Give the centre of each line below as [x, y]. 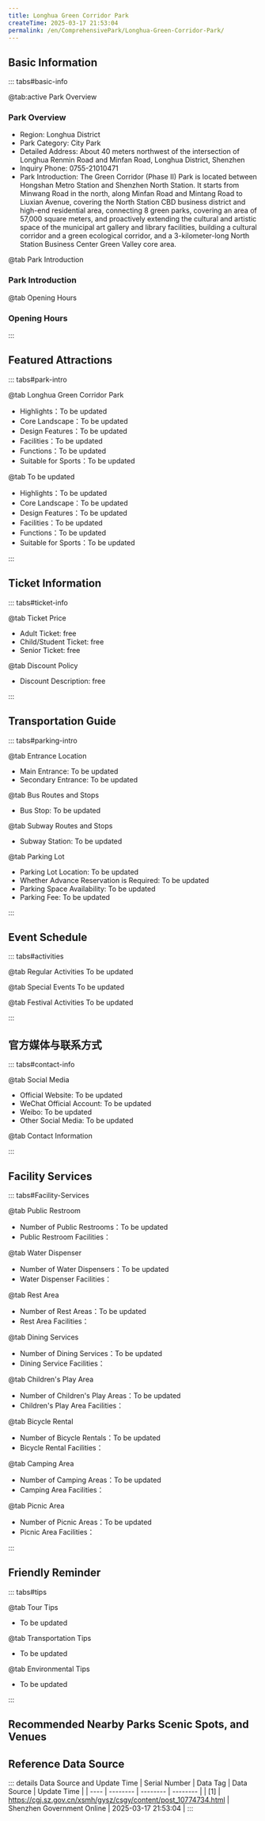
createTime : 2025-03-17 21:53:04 [63, 23]
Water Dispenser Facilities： [66, 1279]
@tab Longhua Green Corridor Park [66, 394]
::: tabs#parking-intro [43, 740]
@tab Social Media [39, 1080]
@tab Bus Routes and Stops [54, 795]
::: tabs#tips [28, 1592]
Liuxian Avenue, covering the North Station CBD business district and [132, 202]
